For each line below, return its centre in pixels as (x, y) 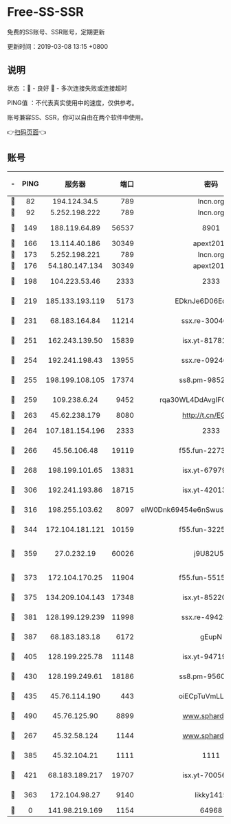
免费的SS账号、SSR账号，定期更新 (56, 32)
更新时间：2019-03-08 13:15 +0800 (58, 46)
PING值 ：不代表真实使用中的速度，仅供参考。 (73, 102)
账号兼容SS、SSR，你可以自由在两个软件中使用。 (77, 117)
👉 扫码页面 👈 (27, 132)
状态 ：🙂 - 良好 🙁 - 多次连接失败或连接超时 (67, 88)
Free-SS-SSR (45, 12)
